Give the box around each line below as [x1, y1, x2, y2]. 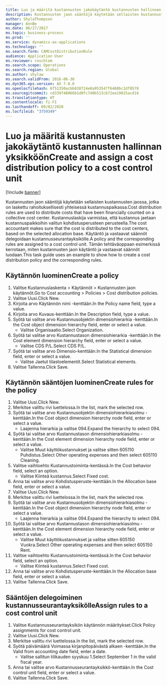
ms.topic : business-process [5, 30, 64, 35]
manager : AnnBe [5, 21, 37, 26]
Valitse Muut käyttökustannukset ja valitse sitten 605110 [20, 447, 134, 453]
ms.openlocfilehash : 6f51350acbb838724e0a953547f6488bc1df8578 [5, 86, 139, 91]
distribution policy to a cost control [5, 162, 153, 174]
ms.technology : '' [5, 44, 44, 49]
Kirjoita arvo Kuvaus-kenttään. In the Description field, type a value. [12, 311, 150, 317]
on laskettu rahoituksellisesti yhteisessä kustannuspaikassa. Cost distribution [5, 204, 162, 210]
